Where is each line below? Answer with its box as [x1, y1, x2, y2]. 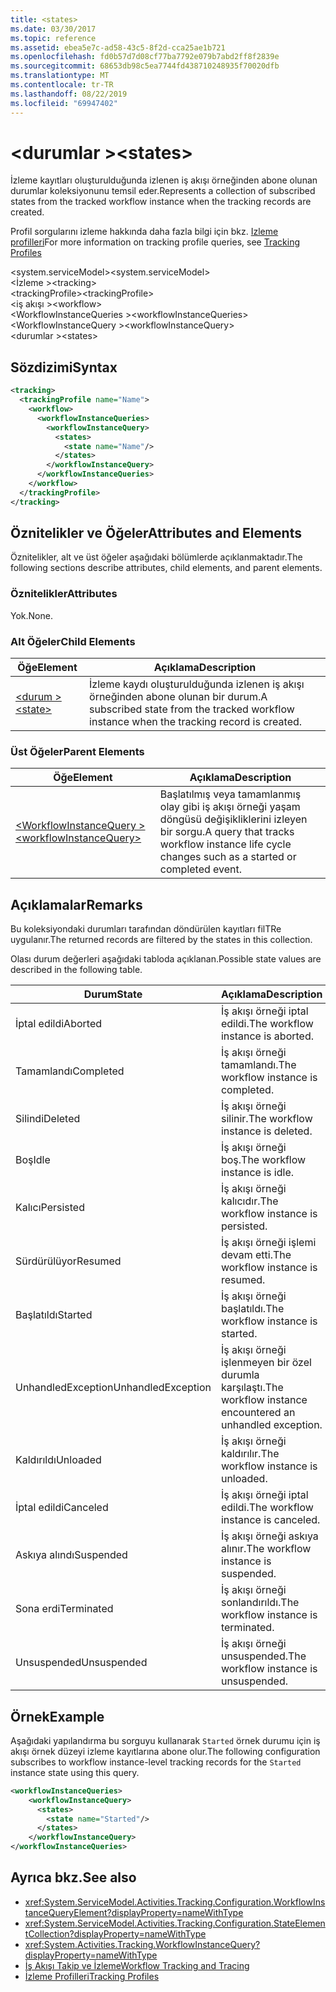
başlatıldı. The [220, 1302, 285, 1316]
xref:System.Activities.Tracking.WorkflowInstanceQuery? [24, 1938, 261, 1950]
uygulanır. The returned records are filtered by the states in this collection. [10, 934, 313, 946]
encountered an [220, 1406, 296, 1420]
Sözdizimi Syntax [10, 359, 118, 376]
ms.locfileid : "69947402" [10, 98, 118, 108]
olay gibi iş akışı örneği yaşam [159, 800, 301, 814]
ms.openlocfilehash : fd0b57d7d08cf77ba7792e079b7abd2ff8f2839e [10, 52, 280, 62]
